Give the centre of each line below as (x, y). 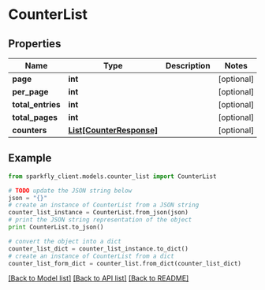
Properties (35, 44)
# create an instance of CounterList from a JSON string (104, 205)
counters (30, 130)
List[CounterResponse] (113, 130)
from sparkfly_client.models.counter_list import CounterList (112, 176)
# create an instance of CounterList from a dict (91, 256)
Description (188, 66)
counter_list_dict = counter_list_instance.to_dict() (99, 249)
